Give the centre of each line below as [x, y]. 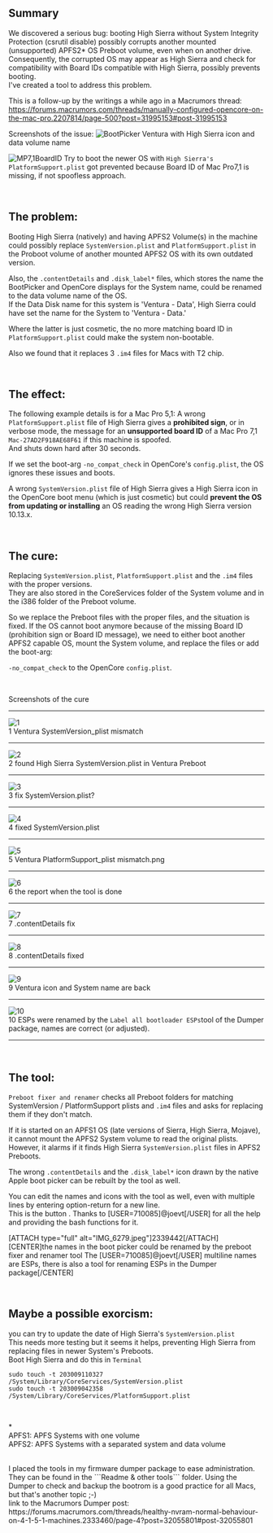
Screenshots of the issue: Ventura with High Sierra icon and [132, 134]
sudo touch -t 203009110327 [56, 1374]
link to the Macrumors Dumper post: [69, 1503]
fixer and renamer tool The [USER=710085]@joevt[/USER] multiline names [133, 1255]
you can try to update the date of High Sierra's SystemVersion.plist [122, 1334]
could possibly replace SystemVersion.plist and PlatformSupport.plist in [132, 245]
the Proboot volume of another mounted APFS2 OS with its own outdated [131, 254]
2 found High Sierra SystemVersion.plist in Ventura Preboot [107, 764]
